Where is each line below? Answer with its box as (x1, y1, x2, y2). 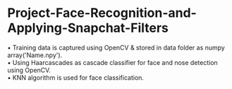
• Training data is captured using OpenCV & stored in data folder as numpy (7, 43, 226, 52)
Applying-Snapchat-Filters (7, 20, 169, 36)
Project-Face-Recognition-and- (7, 5, 197, 21)
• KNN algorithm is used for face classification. (7, 73, 145, 82)
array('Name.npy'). (7, 51, 63, 59)
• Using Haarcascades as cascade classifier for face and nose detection (7, 58, 219, 66)
